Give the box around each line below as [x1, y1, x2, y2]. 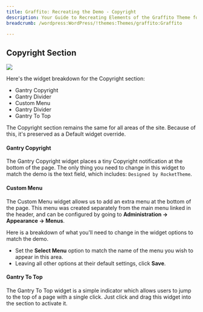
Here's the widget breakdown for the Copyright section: [6, 75, 145, 82]
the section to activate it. [6, 299, 68, 307]
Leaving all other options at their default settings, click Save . [14, 259, 166, 267]
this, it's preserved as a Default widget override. [6, 130, 126, 138]
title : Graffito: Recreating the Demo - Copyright [6, 8, 137, 15]
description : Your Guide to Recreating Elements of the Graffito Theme [6, 14, 190, 21]
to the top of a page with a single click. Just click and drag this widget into [6, 293, 192, 301]
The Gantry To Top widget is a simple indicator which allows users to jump [6, 287, 192, 294]
